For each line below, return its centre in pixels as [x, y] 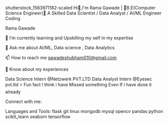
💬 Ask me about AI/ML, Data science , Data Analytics [60, 47]
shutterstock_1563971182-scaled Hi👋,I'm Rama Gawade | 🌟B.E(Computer [80, 8]
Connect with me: [23, 101]
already [13, 92]
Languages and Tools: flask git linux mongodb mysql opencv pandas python [84, 111]
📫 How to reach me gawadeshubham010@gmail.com [61, 57]
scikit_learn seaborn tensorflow [38, 116]
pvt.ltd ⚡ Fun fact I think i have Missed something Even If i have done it [78, 85]
